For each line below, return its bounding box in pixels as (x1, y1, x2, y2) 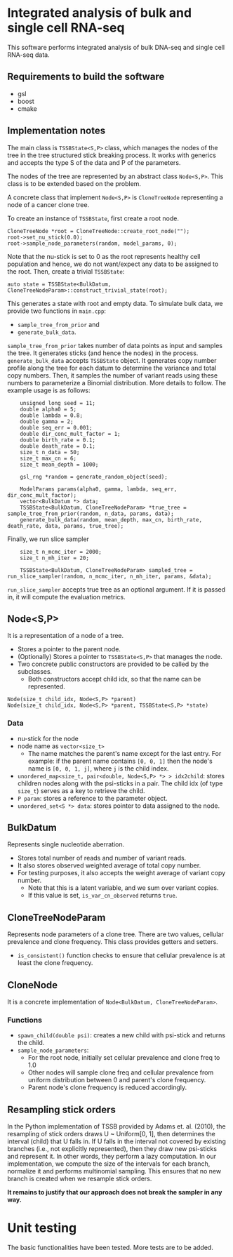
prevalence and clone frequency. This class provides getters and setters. (7, 938, 219, 946)
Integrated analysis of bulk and (7, 5, 192, 21)
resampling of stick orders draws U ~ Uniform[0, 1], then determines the (7, 1130, 215, 1138)
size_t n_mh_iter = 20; (20, 554, 90, 561)
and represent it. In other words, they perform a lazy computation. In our (7, 1152, 216, 1161)
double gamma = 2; (20, 418, 74, 425)
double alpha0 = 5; (20, 406, 77, 413)
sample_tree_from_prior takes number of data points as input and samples (7, 341, 223, 350)
